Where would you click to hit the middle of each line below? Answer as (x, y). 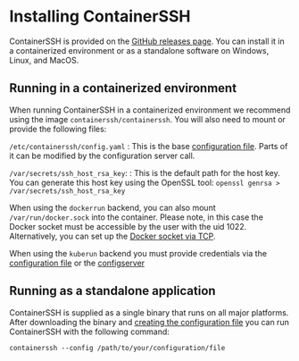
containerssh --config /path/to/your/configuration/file (117, 348)
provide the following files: (58, 129)
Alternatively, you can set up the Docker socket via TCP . (112, 236)
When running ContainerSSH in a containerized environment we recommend (150, 110)
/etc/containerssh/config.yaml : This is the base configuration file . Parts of (149, 146)
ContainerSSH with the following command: (89, 332)
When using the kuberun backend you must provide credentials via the (138, 253)
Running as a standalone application (112, 291)
